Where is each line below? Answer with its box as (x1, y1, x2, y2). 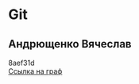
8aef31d (8, 58, 35, 67)
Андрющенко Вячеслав (8, 37, 132, 51)
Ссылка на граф (8, 67, 63, 76)
